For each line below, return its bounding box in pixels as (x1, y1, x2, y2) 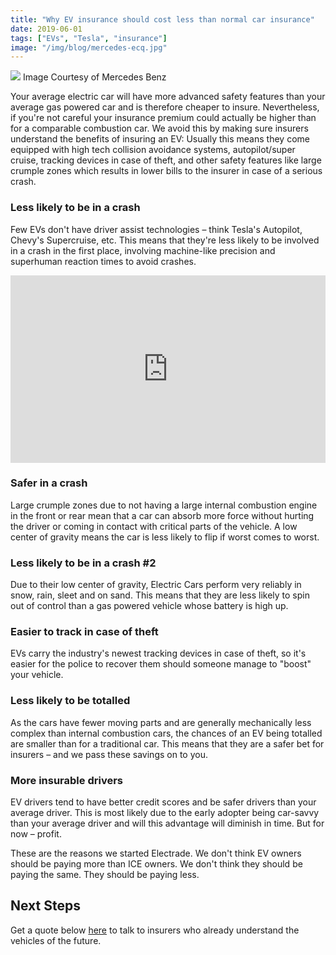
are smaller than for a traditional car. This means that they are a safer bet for (10, 737, 325, 750)
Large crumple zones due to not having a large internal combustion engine (10, 499, 318, 511)
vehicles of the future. (10, 934, 102, 946)
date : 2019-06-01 (10, 24, 83, 34)
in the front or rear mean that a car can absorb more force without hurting (10, 509, 315, 521)
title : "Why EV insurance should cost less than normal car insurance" (10, 14, 315, 25)
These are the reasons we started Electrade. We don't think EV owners (10, 847, 302, 860)
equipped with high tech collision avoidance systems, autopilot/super (10, 144, 296, 156)
